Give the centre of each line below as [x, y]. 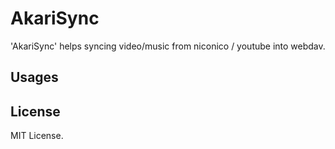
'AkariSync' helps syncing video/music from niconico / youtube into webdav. [168, 46]
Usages [34, 77]
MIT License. [37, 136]
